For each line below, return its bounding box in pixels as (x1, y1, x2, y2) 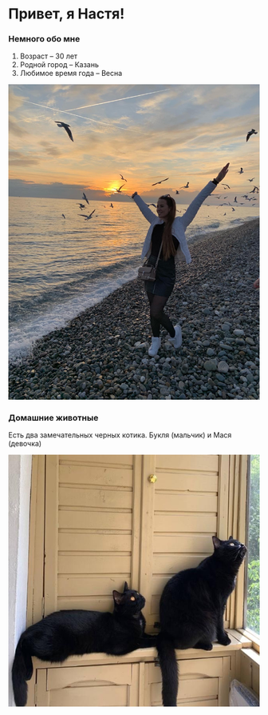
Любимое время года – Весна (19, 69, 123, 78)
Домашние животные (8, 412, 99, 423)
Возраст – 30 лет (19, 51, 78, 61)
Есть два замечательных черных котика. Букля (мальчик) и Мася (8, 429, 232, 440)
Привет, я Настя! (8, 5, 125, 23)
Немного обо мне (8, 34, 81, 45)
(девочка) (8, 438, 42, 448)
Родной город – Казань (19, 60, 100, 70)
